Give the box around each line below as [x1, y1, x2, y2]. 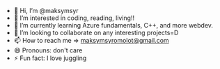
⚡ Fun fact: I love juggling [13, 54, 87, 62]
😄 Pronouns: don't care [13, 46, 83, 55]
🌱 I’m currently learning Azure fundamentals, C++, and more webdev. [13, 21, 214, 29]
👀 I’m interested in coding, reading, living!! [13, 14, 134, 22]
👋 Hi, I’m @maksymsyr [13, 7, 79, 14]
